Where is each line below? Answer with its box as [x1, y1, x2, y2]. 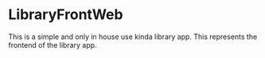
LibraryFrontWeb [8, 6, 123, 24]
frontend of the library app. [8, 40, 97, 49]
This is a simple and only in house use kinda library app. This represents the [8, 32, 258, 41]
